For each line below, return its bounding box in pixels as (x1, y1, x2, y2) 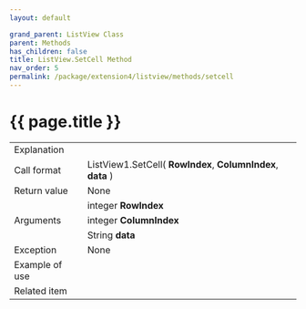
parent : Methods (9, 38, 71, 47)
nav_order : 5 (9, 64, 59, 73)
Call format (14, 163, 62, 176)
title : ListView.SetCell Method (9, 56, 132, 65)
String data (87, 229, 136, 242)
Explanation (14, 143, 65, 156)
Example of (14, 258, 63, 271)
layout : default (9, 13, 71, 23)
